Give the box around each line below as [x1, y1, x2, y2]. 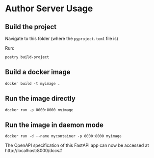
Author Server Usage [5, 3, 93, 14]
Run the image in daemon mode [5, 121, 104, 129]
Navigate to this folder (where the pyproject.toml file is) [5, 35, 119, 41]
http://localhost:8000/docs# [5, 148, 62, 154]
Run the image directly [5, 95, 76, 103]
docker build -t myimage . [5, 81, 60, 86]
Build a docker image [5, 68, 71, 76]
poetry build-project [5, 55, 50, 60]
